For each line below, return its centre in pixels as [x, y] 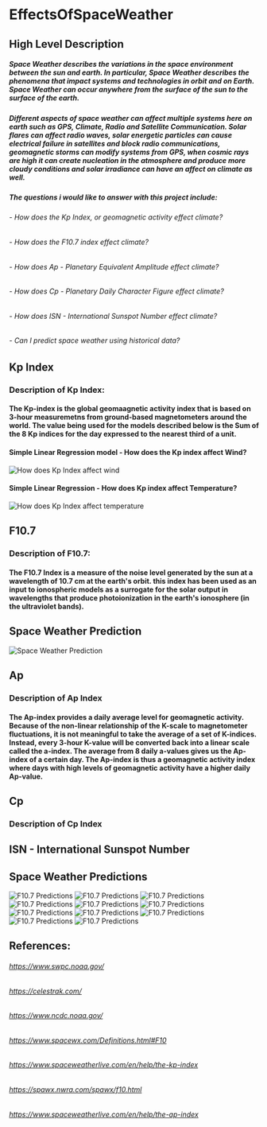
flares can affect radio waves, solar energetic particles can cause [121, 135]
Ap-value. [26, 776]
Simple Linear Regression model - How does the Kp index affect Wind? [128, 453]
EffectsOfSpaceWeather [91, 15]
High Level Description [66, 44]
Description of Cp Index [56, 823]
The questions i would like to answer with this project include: [113, 197]
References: [40, 946]
